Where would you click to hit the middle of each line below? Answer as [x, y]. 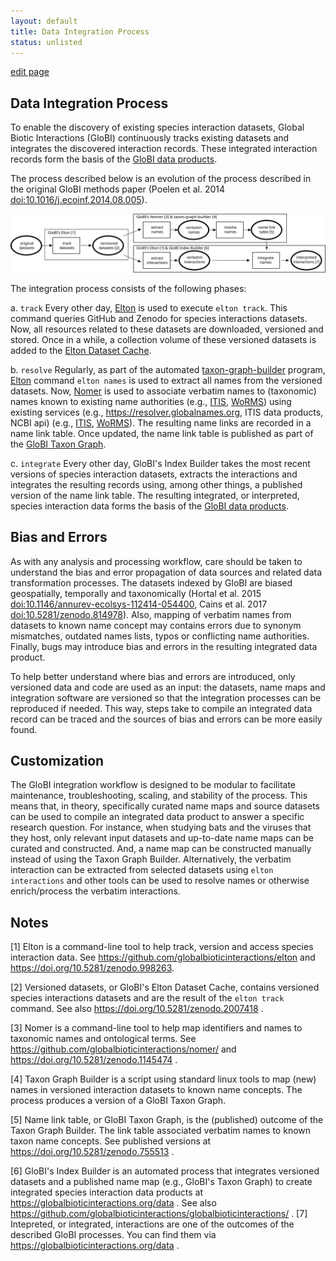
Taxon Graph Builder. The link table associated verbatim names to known [161, 1131]
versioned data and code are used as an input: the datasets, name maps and [168, 687]
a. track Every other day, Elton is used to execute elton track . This [149, 307]
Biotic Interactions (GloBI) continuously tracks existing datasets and [150, 138]
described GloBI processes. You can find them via [113, 1235]
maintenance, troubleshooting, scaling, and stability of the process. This [159, 796]
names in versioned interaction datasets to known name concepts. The [156, 1090]
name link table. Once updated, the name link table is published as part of [162, 433]
